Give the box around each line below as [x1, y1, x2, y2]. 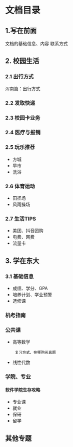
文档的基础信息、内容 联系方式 [5, 41, 68, 46]
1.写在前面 [5, 26, 37, 35]
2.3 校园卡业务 [5, 114, 40, 121]
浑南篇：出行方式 [5, 85, 40, 91]
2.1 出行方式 [5, 73, 34, 80]
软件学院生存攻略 [5, 386, 40, 393]
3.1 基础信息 [5, 273, 34, 280]
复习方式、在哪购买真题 [14, 350, 56, 355]
